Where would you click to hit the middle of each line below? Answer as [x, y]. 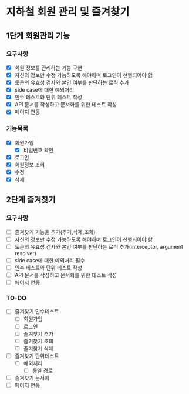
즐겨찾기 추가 [38, 333]
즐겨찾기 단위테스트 [37, 356]
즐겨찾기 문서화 [32, 378]
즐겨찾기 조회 [38, 341]
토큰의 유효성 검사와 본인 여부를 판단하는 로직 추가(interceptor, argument [99, 246]
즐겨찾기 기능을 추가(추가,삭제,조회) [55, 232]
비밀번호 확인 [38, 150]
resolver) [26, 253]
